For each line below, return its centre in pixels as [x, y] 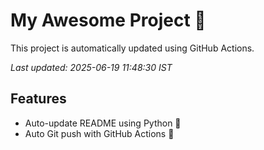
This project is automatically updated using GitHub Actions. [132, 48]
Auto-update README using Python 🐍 [103, 123]
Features [38, 99]
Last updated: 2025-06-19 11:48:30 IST [91, 67]
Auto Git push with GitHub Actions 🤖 [99, 133]
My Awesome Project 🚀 [108, 20]
